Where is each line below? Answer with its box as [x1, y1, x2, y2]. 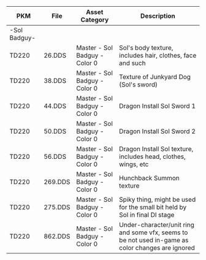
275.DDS [44, 203, 71, 211]
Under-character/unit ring [119, 221, 195, 229]
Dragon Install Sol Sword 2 [119, 127, 196, 136]
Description [140, 12, 176, 20]
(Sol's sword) [119, 80, 158, 88]
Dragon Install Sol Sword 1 [119, 102, 196, 110]
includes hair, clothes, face [119, 52, 197, 59]
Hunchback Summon [119, 174, 180, 182]
